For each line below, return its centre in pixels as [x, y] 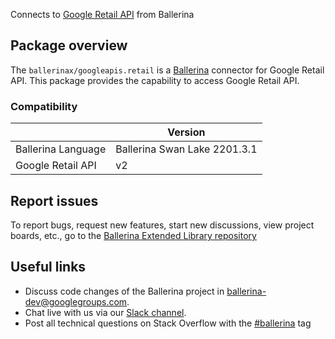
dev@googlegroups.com [76, 301]
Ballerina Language [61, 149]
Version [186, 132]
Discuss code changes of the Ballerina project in [124, 291]
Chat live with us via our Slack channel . [105, 312]
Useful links [48, 267]
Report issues [54, 200]
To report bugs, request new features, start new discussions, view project [162, 225]
